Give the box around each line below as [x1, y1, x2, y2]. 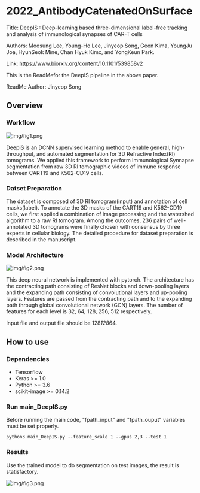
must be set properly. [6, 422, 59, 430]
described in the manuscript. [6, 235, 77, 243]
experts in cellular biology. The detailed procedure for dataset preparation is [6, 229, 194, 237]
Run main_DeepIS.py [6, 403, 68, 411]
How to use [6, 337, 49, 347]
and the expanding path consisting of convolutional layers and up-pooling [6, 289, 188, 296]
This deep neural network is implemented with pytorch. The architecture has [6, 276, 195, 283]
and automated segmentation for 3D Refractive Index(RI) [36, 150, 176, 157]
